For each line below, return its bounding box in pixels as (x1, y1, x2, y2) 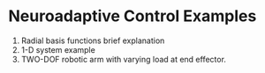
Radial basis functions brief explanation (20, 35, 165, 46)
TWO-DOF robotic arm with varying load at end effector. (20, 54, 227, 64)
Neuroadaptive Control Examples (8, 6, 257, 26)
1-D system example (20, 44, 96, 55)
